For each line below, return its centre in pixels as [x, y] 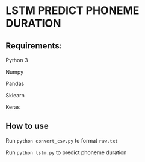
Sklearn [15, 95]
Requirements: [34, 46]
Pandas [15, 83]
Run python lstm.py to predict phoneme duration [66, 152]
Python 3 [17, 60]
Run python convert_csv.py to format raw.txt [62, 140]
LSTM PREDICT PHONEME [72, 11]
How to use [27, 126]
